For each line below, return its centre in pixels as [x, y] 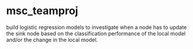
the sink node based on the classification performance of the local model [96, 33]
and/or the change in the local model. [52, 40]
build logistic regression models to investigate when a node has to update [96, 27]
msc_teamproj [42, 11]
